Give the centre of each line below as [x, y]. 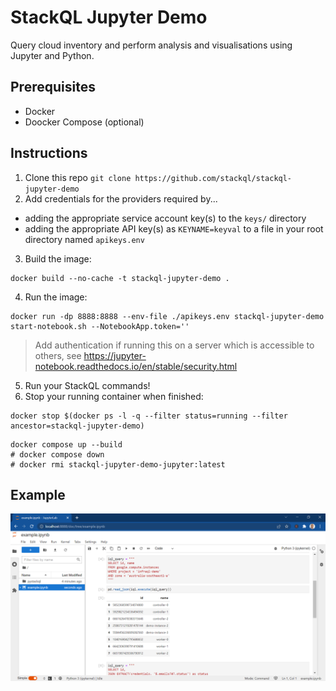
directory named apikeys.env [84, 239]
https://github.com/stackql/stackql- [213, 178]
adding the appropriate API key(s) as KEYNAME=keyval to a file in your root [174, 228]
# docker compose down [57, 454]
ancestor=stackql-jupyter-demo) [77, 426]
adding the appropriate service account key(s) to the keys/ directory [165, 218]
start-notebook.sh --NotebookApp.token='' [100, 326]
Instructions [49, 153]
